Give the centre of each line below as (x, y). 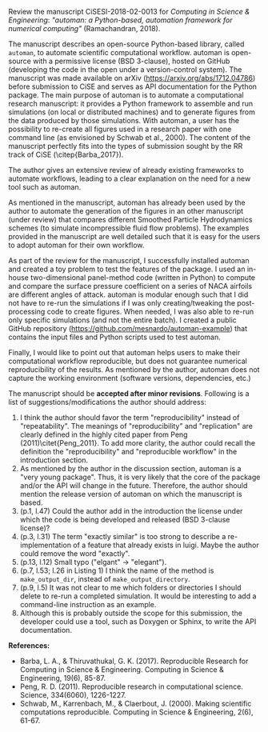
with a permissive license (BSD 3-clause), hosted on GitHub (132, 61)
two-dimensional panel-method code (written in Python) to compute (143, 278)
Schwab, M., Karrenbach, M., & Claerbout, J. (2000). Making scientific (136, 704)
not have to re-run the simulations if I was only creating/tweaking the (122, 303)
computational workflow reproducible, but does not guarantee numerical (128, 361)
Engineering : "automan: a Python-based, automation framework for (120, 20)
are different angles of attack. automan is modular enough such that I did (128, 294)
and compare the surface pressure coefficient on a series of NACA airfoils (130, 286)
